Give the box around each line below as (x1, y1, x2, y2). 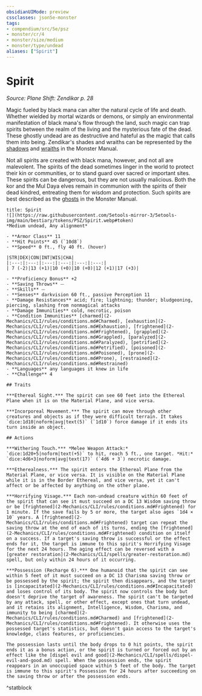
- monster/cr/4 (6, 31, 45, 38)
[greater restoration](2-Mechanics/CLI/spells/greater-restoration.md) (6, 551, 191, 557)
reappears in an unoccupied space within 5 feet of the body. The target (6, 663, 197, 669)
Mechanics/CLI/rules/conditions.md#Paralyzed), (6, 339, 129, 345)
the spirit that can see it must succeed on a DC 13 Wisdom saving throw (6, 498, 197, 505)
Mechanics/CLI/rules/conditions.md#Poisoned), (6, 350, 126, 356)
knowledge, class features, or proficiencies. (6, 631, 126, 637)
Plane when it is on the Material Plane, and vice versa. (6, 397, 155, 403)
